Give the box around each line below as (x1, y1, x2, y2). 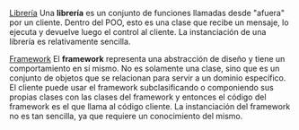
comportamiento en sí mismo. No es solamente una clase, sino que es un (9, 63, 280, 74)
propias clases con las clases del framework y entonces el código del (9, 91, 267, 102)
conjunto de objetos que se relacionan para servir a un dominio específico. (9, 73, 286, 83)
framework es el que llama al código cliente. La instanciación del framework (9, 101, 291, 111)
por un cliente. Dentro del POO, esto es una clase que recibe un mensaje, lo (9, 17, 289, 28)
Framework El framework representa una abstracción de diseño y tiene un (9, 54, 286, 64)
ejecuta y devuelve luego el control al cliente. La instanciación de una (9, 27, 267, 37)
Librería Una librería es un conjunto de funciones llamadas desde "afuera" (9, 8, 286, 18)
